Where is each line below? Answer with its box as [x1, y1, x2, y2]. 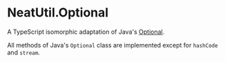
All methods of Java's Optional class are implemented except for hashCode [7, 41, 219, 49]
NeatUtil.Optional [7, 5, 109, 21]
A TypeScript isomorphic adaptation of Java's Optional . [7, 28, 165, 36]
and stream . [7, 48, 40, 56]
